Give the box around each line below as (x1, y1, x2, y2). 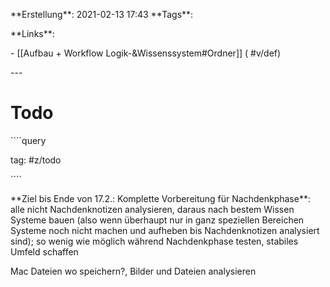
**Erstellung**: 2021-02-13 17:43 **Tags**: (10, 9, 194, 20)
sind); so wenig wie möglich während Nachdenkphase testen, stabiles (10, 235, 299, 247)
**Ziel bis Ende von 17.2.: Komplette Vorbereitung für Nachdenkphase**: (10, 192, 311, 204)
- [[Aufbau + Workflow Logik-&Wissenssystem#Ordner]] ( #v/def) (10, 47, 282, 59)
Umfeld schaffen (10, 245, 79, 258)
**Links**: (10, 28, 55, 39)
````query (10, 134, 47, 146)
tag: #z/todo (10, 154, 62, 166)
